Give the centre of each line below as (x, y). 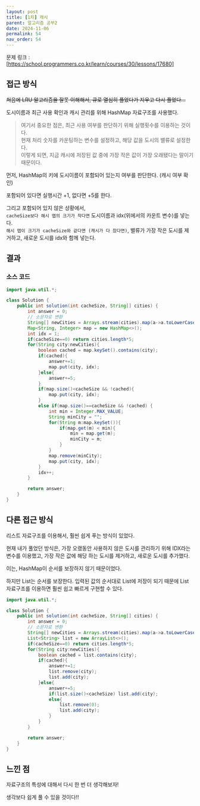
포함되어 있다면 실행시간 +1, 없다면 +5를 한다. (59, 195)
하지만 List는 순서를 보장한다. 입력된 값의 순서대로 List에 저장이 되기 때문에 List (98, 581)
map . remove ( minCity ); (75, 456)
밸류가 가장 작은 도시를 (157, 230)
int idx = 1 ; (44, 334)
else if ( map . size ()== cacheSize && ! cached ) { (95, 406)
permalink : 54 (24, 34)
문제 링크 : (18, 57)
